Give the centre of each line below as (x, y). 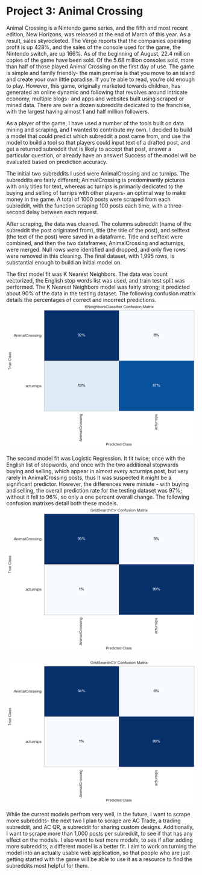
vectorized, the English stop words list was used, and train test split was (96, 280)
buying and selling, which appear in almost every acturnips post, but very (97, 471)
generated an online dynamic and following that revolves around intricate (97, 92)
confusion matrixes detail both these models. (62, 503)
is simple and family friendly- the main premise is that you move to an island (100, 73)
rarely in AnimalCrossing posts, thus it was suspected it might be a (89, 478)
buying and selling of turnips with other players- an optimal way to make (96, 192)
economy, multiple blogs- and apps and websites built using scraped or (95, 99)
